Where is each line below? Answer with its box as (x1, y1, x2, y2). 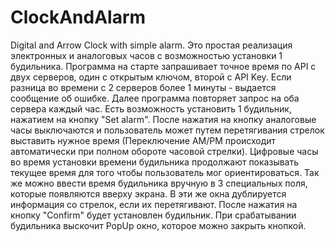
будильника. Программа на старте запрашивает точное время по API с (10, 60, 317, 72)
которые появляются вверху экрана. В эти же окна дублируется (10, 187, 287, 200)
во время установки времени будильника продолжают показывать (10, 156, 300, 168)
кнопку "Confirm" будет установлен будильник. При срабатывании (10, 209, 297, 221)
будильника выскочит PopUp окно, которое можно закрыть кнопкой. (10, 219, 307, 231)
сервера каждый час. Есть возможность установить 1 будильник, (10, 102, 292, 115)
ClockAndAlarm (10, 6, 147, 29)
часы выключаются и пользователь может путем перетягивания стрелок (10, 124, 325, 136)
